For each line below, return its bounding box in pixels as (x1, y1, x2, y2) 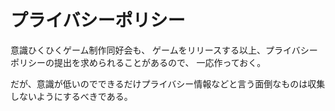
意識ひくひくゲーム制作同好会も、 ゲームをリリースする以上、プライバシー (10, 44, 318, 56)
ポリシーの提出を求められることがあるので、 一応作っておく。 (10, 56, 267, 68)
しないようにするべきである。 (10, 90, 133, 102)
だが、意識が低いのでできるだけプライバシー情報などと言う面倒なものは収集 (10, 77, 326, 90)
